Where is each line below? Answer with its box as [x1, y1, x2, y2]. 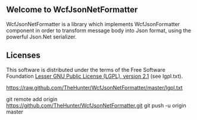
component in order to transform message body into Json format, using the [6, 27, 192, 34]
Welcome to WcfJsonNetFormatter [6, 5, 138, 15]
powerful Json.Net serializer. [6, 33, 77, 40]
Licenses [6, 50, 40, 61]
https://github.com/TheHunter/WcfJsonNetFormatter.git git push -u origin [6, 102, 186, 109]
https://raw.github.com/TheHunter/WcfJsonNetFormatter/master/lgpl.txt [6, 84, 183, 91]
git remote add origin [6, 95, 58, 103]
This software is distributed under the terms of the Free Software [6, 66, 165, 73]
